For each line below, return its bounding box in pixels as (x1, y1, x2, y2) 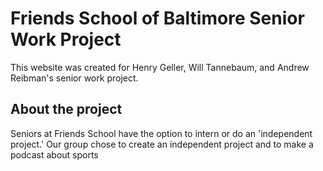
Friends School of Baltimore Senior (10, 7, 305, 30)
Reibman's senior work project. (10, 72, 139, 84)
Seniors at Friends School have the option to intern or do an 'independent (10, 127, 313, 139)
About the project (10, 101, 123, 118)
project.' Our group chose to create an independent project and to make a (10, 138, 314, 150)
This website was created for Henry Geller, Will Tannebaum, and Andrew (10, 61, 310, 73)
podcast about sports (10, 148, 99, 161)
